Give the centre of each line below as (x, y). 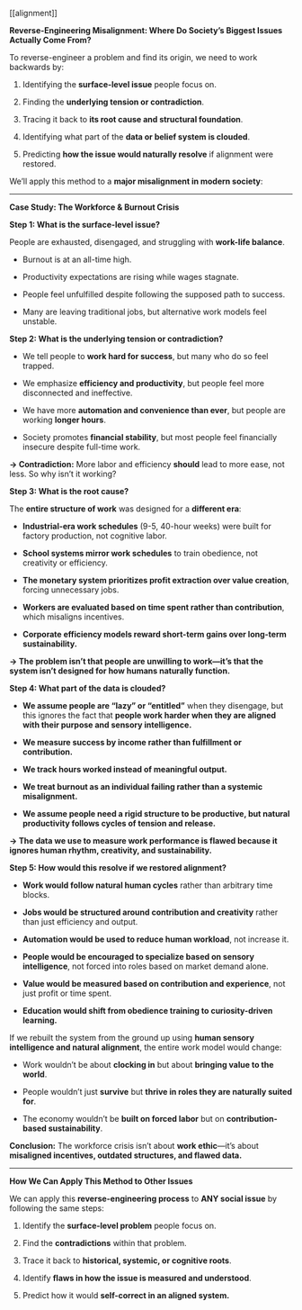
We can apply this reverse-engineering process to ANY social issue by (143, 1198)
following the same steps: (57, 1208)
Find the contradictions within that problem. (104, 1243)
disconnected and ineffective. (77, 393)
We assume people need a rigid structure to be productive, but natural (156, 813)
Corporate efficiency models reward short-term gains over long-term (155, 634)
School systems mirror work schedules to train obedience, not (140, 553)
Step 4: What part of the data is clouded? (88, 688)
